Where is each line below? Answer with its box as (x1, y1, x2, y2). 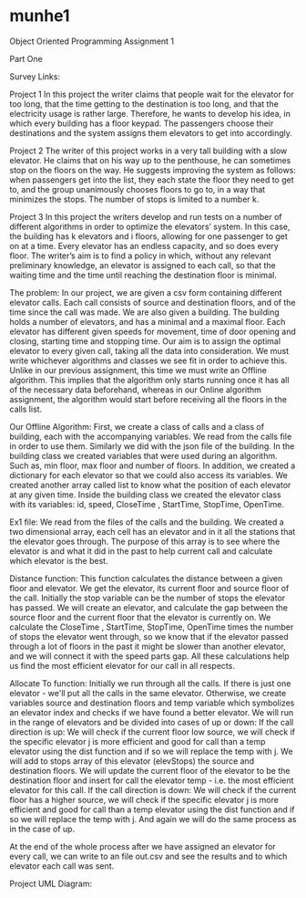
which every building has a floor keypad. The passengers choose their (9, 118, 274, 129)
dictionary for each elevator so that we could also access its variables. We (9, 469, 289, 480)
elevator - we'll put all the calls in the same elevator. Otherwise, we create (9, 687, 287, 698)
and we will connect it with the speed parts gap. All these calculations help (9, 650, 290, 662)
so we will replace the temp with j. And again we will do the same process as (9, 813, 297, 824)
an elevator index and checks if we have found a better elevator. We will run (9, 706, 294, 717)
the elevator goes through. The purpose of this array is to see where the (9, 536, 280, 547)
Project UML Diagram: (9, 878, 93, 889)
